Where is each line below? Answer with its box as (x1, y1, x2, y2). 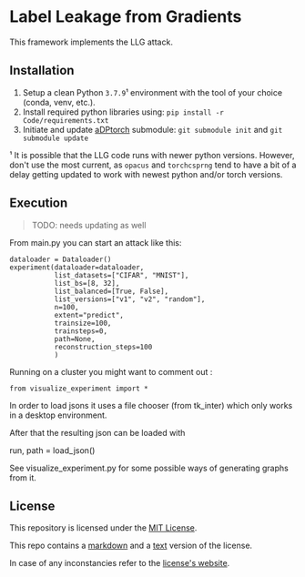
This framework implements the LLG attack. (9, 36, 173, 47)
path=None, (54, 334, 96, 343)
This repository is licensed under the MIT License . (9, 522, 198, 533)
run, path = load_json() (9, 444, 96, 456)
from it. (9, 471, 36, 483)
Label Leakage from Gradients (9, 6, 242, 27)
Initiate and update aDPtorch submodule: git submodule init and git (22, 124, 283, 135)
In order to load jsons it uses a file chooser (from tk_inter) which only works (9, 400, 293, 410)
